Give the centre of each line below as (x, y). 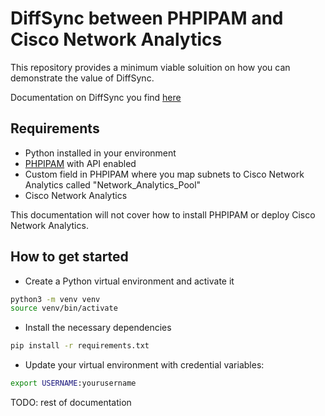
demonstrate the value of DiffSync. (82, 78)
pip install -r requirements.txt (80, 346)
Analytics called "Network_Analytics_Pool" (113, 184)
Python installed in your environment (100, 153)
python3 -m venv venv (55, 299)
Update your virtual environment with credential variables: (144, 365)
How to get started (69, 257)
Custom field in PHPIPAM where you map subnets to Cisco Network (164, 174)
